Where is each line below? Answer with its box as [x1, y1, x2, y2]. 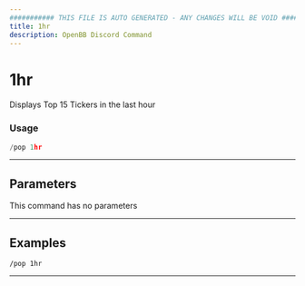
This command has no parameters [9, 201, 138, 212]
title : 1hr [9, 22, 51, 31]
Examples [9, 235, 66, 251]
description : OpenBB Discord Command [9, 30, 152, 39]
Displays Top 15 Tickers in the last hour [9, 99, 156, 110]
